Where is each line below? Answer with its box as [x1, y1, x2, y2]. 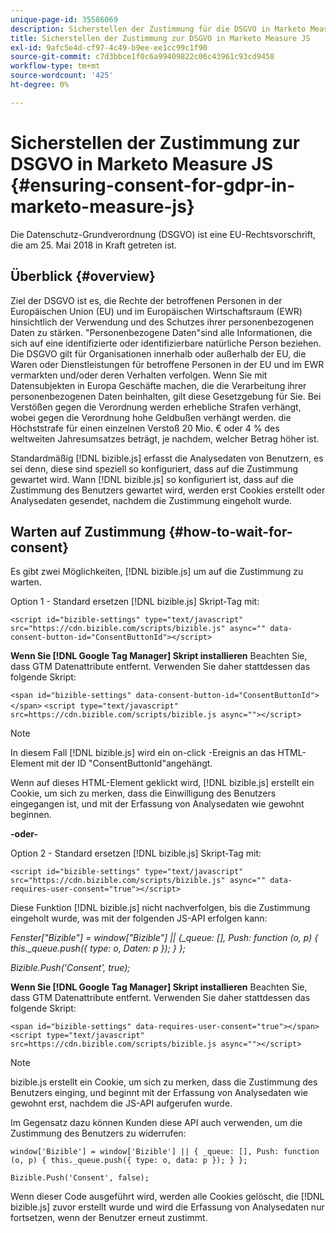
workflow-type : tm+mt [10, 61, 101, 71]
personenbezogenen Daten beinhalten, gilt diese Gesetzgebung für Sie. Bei [10, 390, 322, 402]
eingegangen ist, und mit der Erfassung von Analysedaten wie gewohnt [10, 798, 305, 810]
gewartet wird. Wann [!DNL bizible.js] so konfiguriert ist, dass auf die [10, 473, 295, 485]
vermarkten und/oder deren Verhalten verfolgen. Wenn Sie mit [10, 369, 268, 381]
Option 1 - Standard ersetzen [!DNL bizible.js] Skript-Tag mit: [10, 596, 260, 608]
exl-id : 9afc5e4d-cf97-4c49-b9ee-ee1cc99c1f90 [10, 42, 208, 53]
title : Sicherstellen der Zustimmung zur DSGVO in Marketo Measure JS [10, 33, 311, 43]
